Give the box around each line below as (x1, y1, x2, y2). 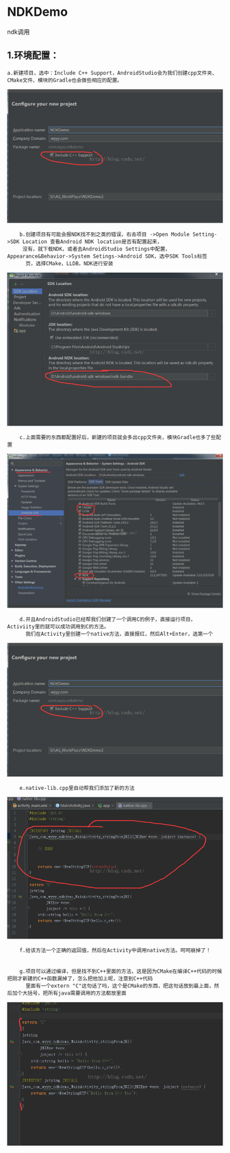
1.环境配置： (7, 49, 60, 62)
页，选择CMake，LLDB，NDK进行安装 (25, 260, 114, 267)
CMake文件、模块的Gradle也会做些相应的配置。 (7, 77, 123, 84)
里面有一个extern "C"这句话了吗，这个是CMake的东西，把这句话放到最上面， (25, 982, 214, 990)
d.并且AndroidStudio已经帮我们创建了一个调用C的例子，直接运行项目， (19, 616, 196, 623)
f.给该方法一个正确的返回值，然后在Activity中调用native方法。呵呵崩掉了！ (19, 947, 212, 954)
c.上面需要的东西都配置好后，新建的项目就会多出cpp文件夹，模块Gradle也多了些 (19, 434, 216, 441)
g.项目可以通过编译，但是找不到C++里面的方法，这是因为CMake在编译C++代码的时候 (19, 968, 222, 975)
